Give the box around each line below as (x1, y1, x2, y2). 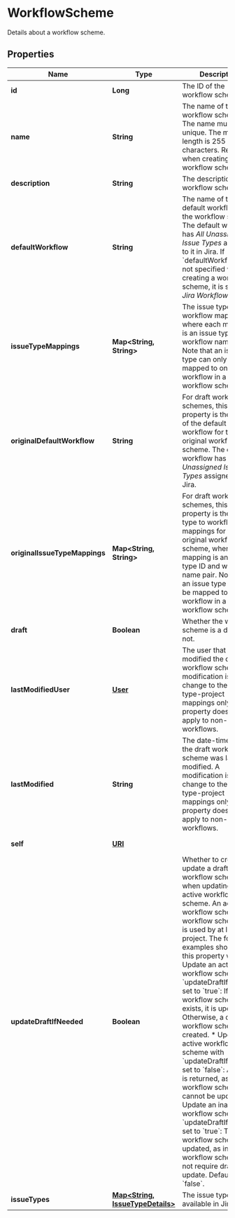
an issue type (181, 578, 227, 588)
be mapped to (181, 587, 229, 597)
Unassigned (181, 462, 222, 472)
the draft (181, 744, 211, 754)
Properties (7, 48, 55, 60)
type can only (181, 354, 227, 364)
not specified (181, 264, 226, 274)
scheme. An (181, 898, 222, 908)
